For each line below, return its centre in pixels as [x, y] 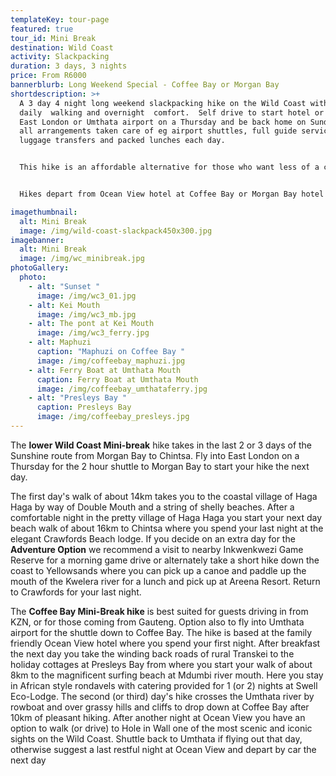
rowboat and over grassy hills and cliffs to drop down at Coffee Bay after [160, 707]
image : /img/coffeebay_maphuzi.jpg [111, 361]
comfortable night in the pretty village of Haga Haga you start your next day [166, 517]
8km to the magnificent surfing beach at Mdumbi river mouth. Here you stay [167, 675]
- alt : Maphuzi [60, 342]
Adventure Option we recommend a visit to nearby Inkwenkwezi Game [157, 549]
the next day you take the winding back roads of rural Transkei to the [152, 653]
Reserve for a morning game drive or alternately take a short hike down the [165, 560]
